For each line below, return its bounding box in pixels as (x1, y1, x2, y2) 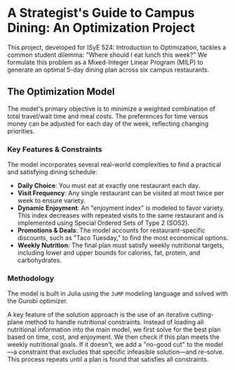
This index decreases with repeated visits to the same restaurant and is (17, 211, 224, 220)
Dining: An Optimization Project (7, 20, 195, 36)
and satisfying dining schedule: (7, 168, 98, 176)
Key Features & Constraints (7, 144, 102, 154)
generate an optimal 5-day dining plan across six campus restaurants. (7, 65, 210, 74)
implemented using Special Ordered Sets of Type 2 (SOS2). (17, 219, 189, 227)
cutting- (190, 310, 214, 319)
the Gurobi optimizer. (7, 297, 68, 305)
